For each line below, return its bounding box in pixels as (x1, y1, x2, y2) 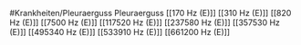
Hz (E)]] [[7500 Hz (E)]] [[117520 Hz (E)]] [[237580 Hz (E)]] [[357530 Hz (9, 17, 281, 28)
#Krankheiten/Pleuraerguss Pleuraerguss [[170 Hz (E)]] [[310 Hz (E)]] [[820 (9, 8, 292, 18)
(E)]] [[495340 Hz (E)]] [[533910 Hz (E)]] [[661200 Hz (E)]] (9, 27, 231, 37)
